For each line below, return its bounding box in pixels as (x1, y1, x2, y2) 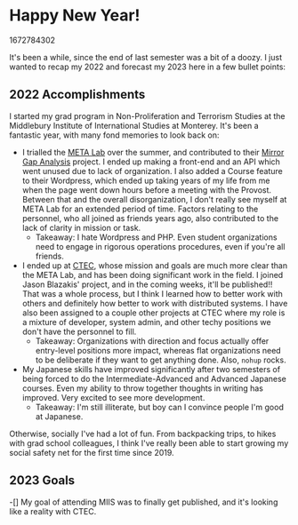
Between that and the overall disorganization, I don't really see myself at (21, 194, 287, 204)
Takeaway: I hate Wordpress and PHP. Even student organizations (35, 232, 278, 243)
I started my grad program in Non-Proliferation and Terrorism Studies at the (9, 110, 286, 121)
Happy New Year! (9, 5, 141, 26)
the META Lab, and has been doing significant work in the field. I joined (21, 269, 284, 280)
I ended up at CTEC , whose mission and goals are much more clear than (21, 259, 287, 271)
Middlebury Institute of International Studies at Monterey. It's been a (9, 120, 260, 131)
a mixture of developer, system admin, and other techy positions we (21, 316, 271, 327)
